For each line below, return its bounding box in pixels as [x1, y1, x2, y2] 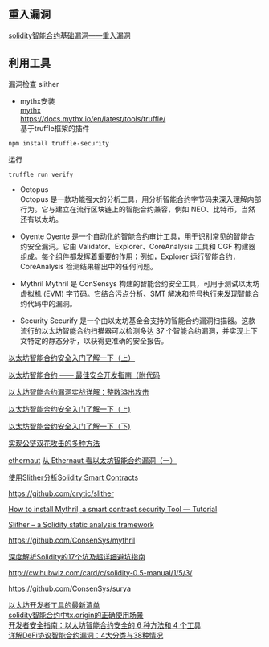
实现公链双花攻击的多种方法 [8, 438, 100, 448]
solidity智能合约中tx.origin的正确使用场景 [8, 610, 144, 620]
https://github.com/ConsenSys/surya [8, 584, 131, 593]
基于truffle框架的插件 [19, 123, 90, 133]
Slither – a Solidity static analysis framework [8, 519, 155, 529]
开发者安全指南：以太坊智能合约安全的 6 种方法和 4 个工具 [8, 620, 202, 629]
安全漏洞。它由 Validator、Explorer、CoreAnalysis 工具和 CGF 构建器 [26, 241, 256, 251]
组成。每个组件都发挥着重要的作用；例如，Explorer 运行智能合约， [19, 252, 240, 261]
